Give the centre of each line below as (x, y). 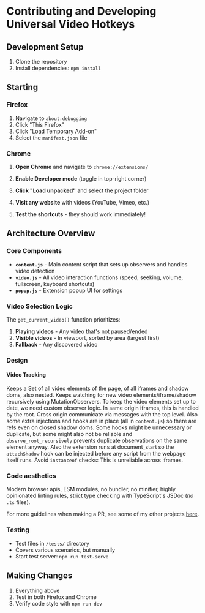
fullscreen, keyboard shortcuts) (55, 284)
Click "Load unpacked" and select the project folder (82, 190)
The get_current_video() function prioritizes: (63, 319)
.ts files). (18, 502)
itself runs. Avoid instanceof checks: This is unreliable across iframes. (95, 460)
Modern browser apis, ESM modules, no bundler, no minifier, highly (91, 489)
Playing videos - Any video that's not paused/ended (81, 331)
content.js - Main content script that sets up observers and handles (101, 264)
